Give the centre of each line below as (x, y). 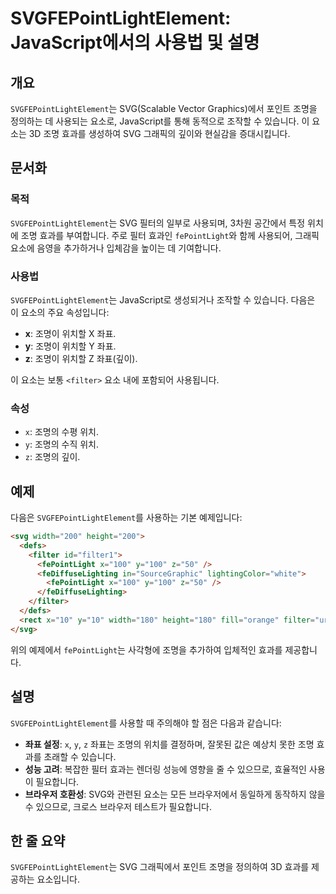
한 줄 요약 (38, 840)
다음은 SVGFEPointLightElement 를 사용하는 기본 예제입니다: (126, 518)
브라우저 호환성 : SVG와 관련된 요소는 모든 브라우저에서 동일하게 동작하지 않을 (175, 794)
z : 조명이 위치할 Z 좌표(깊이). (81, 358)
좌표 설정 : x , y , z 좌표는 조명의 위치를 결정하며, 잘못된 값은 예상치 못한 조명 (169, 744)
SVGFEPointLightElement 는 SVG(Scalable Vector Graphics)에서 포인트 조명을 (164, 108)
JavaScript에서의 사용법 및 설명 (135, 43)
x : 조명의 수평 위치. (62, 432)
